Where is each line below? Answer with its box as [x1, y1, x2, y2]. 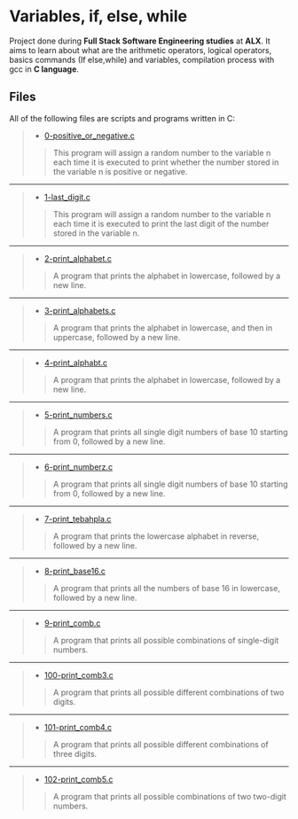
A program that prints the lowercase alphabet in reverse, [52, 530, 260, 542]
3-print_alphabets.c [43, 305, 116, 316]
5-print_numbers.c [43, 409, 113, 420]
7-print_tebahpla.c [43, 513, 112, 524]
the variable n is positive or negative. [52, 166, 188, 176]
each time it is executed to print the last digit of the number [52, 218, 270, 229]
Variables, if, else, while [9, 6, 188, 27]
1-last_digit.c [43, 191, 90, 202]
